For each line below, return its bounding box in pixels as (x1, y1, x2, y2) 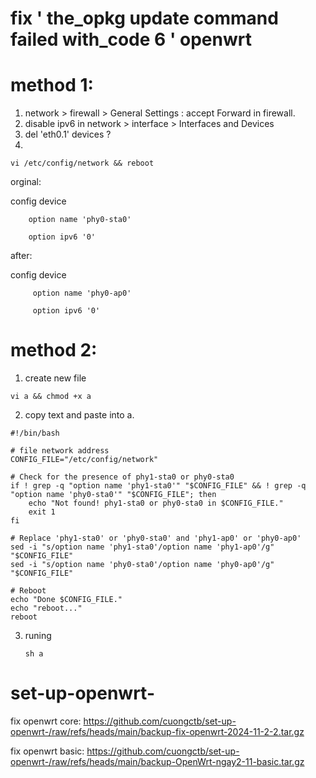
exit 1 (28, 507, 56, 517)
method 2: (10, 339, 98, 362)
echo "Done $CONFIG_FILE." (10, 595, 123, 605)
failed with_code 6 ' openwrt (10, 28, 252, 51)
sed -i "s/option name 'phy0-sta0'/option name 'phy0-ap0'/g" (10, 560, 275, 570)
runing (24, 630, 52, 642)
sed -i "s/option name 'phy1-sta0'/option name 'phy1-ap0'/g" (10, 542, 275, 552)
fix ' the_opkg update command (10, 7, 279, 30)
